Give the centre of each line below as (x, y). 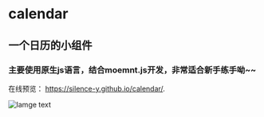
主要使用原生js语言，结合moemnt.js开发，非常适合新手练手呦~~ (132, 70)
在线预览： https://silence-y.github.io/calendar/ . (87, 88)
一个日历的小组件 (50, 45)
